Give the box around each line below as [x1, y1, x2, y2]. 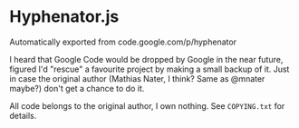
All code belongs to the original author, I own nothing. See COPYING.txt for [9, 100, 285, 111]
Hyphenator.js [9, 6, 120, 27]
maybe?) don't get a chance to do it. [9, 83, 145, 94]
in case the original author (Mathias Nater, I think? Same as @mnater [9, 73, 265, 84]
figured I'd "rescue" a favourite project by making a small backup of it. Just [9, 64, 290, 74]
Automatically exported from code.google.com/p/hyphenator [9, 36, 237, 47]
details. [9, 110, 37, 121]
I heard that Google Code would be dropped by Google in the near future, [9, 54, 284, 64]
